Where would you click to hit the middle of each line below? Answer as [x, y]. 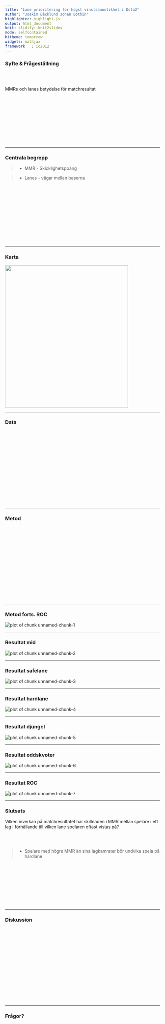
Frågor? [15, 1016]
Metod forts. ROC [26, 615]
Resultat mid [20, 643]
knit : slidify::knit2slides [34, 28]
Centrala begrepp [27, 157]
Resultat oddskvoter [30, 755]
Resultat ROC [21, 783]
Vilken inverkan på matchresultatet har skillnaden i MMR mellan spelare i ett [82, 822]
